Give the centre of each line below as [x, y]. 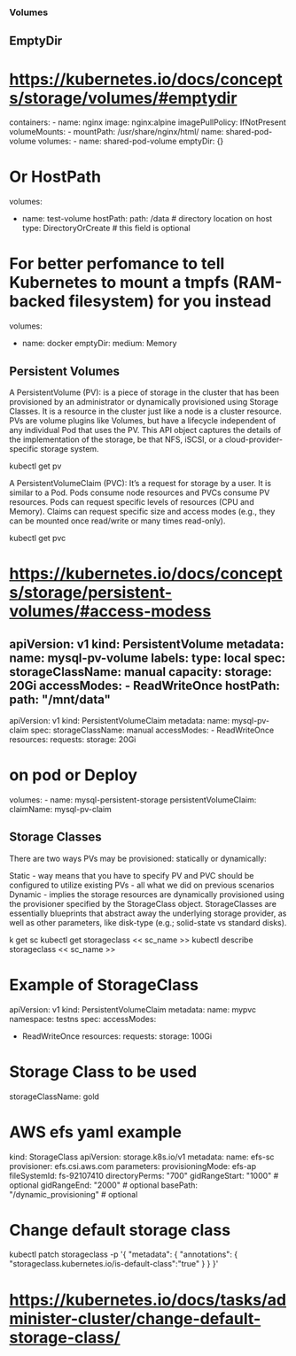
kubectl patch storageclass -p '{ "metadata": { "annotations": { [124, 1254]
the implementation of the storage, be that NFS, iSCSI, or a [116, 439]
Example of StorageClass [104, 984]
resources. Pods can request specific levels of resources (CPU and [132, 501]
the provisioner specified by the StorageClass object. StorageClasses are [143, 903]
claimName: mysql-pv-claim [61, 809]
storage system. [70, 448]
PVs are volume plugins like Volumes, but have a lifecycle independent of [143, 420]
